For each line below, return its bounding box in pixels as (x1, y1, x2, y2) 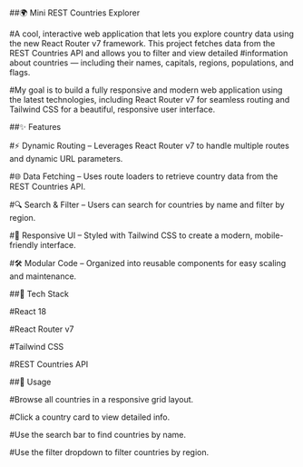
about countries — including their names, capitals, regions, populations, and (9, 57, 295, 68)
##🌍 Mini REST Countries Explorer (9, 7, 141, 18)
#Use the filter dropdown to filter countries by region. (9, 447, 210, 457)
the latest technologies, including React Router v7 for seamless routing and (9, 94, 290, 104)
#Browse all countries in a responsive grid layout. (9, 394, 194, 404)
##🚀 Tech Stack (9, 289, 70, 299)
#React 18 (9, 306, 47, 316)
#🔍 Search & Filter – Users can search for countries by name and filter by (9, 199, 285, 210)
